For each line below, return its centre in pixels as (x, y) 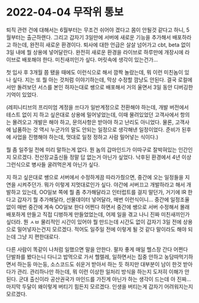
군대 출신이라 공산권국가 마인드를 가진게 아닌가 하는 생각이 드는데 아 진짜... (105, 279)
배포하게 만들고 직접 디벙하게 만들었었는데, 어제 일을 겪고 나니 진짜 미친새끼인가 (98, 214)
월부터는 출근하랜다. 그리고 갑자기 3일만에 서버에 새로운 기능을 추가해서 (89, 37)
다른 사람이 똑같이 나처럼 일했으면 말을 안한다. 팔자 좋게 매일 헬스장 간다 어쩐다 (97, 249)
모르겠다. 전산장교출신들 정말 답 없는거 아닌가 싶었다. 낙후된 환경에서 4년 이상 (102, 157)
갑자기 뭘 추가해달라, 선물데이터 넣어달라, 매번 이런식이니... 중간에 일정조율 (103, 199)
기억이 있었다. (22, 94)
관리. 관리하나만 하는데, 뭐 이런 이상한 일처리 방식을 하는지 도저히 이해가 (100, 271)
